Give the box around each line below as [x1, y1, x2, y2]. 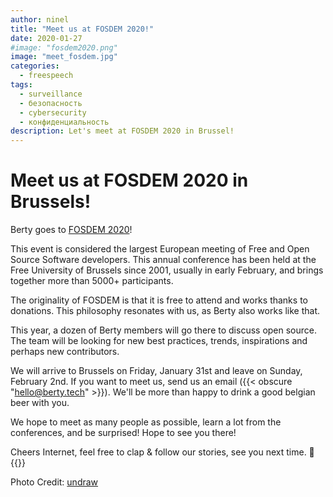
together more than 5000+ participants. [10, 275, 174, 287]
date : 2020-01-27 [10, 33, 83, 43]
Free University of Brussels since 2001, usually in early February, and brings [10, 264, 324, 276]
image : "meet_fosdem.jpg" [10, 52, 118, 62]
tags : [10, 80, 33, 90]
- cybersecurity [19, 107, 87, 118]
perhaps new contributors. [10, 346, 120, 358]
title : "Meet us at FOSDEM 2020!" [10, 24, 155, 34]
